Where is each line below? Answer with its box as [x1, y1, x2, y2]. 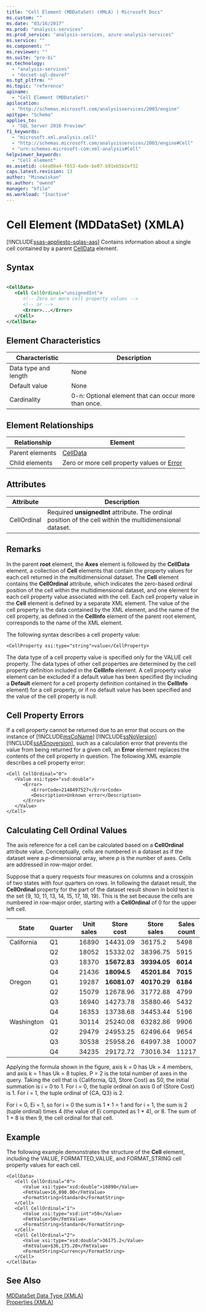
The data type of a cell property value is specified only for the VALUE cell [6, 654, 192, 661]
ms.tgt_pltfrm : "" [6, 77, 53, 83]
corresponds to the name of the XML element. [6, 619, 123, 626]
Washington [9, 1018, 44, 1026]
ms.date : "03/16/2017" [6, 20, 64, 26]
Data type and [9, 364, 50, 373]
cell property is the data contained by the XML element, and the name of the [6, 606, 199, 613]
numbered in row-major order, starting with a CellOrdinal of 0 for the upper [6, 899, 197, 906]
